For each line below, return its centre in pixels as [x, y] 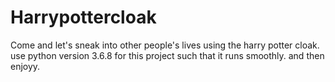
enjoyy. [25, 66]
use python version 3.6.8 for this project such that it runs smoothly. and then [167, 55]
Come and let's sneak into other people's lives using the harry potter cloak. [165, 45]
